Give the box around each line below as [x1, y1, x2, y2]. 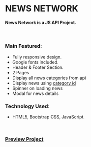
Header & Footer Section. [12, 64, 64, 70]
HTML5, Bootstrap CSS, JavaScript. [12, 114, 85, 119]
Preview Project [5, 136, 44, 143]
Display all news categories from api [12, 75, 86, 81]
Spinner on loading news [12, 85, 63, 91]
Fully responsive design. [12, 54, 62, 59]
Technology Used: [5, 103, 50, 110]
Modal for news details [12, 90, 59, 96]
